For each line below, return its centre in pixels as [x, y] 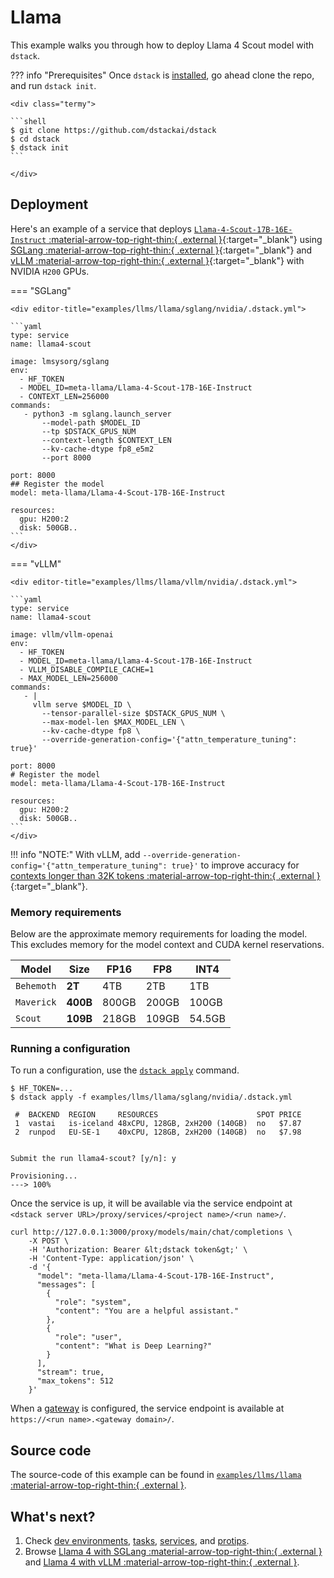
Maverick [36, 1002]
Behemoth [36, 986]
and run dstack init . [53, 85]
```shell [28, 121]
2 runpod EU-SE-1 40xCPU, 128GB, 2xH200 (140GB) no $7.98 [158, 1132]
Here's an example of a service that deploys [101, 228]
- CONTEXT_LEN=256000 [64, 396]
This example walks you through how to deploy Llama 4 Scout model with [162, 45]
